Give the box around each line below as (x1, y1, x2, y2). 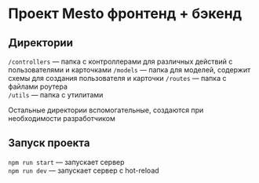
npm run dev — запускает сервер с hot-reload (8, 166, 159, 175)
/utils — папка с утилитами (8, 90, 104, 99)
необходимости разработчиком (8, 114, 115, 123)
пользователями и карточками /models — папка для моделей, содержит (8, 65, 251, 75)
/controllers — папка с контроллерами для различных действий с (8, 57, 233, 66)
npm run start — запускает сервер (8, 157, 125, 167)
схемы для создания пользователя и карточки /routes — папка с (8, 74, 227, 82)
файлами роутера (8, 82, 68, 91)
